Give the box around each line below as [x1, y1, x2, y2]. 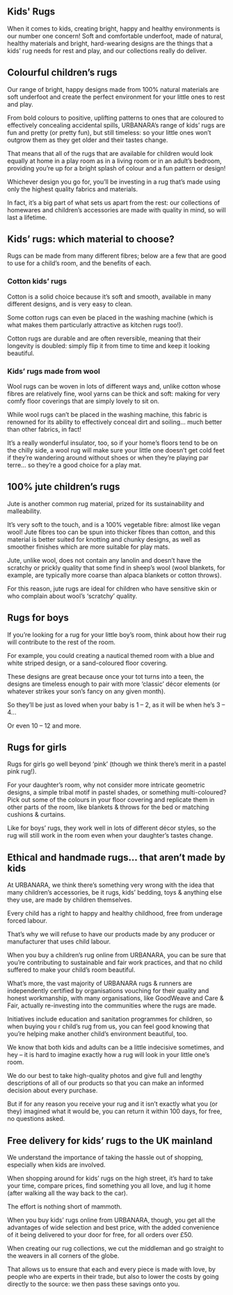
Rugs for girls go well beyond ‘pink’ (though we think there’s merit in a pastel [7, 760, 226, 769]
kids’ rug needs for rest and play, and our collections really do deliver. [7, 46, 207, 55]
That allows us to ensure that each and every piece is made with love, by [7, 1265, 216, 1273]
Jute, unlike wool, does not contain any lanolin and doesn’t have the [7, 556, 202, 564]
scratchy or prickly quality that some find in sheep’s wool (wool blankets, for [7, 563, 225, 572]
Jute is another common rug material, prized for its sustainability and [7, 499, 204, 508]
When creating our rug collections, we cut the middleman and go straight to [7, 1244, 224, 1253]
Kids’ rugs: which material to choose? [7, 233, 175, 245]
